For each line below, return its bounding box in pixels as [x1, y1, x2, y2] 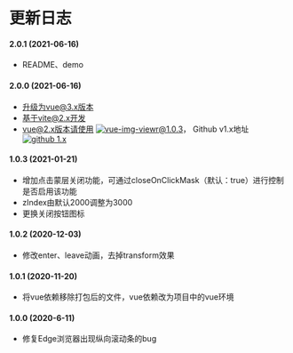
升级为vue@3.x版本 [21, 101, 94, 112]
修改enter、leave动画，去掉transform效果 [21, 250, 175, 261]
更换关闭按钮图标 [21, 208, 85, 219]
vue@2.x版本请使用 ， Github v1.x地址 [21, 124, 249, 134]
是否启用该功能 [21, 186, 77, 197]
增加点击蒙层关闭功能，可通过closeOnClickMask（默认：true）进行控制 [21, 174, 284, 185]
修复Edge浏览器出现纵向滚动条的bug [21, 333, 157, 344]
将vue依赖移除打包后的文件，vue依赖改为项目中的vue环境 [21, 292, 234, 302]
